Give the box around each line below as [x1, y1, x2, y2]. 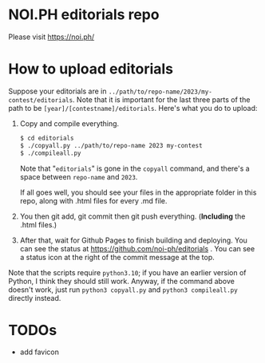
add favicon [19, 347, 60, 357]
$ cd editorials [19, 134, 74, 142]
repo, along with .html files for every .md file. [19, 195, 168, 205]
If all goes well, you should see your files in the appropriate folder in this [19, 187, 257, 197]
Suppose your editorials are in [8, 86, 107, 96]
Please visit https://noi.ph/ [8, 32, 95, 41]
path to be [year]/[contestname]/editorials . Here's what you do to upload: [8, 103, 258, 112]
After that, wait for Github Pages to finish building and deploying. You [19, 235, 247, 245]
